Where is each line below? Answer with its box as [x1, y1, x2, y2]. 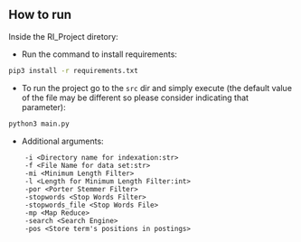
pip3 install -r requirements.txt [8, 66, 139, 75]
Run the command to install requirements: [21, 49, 178, 60]
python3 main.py [8, 119, 70, 128]
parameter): [21, 101, 66, 112]
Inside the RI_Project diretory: [8, 31, 118, 42]
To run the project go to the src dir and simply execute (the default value [21, 82, 293, 93]
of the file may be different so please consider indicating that [21, 92, 249, 103]
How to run [8, 7, 72, 23]
